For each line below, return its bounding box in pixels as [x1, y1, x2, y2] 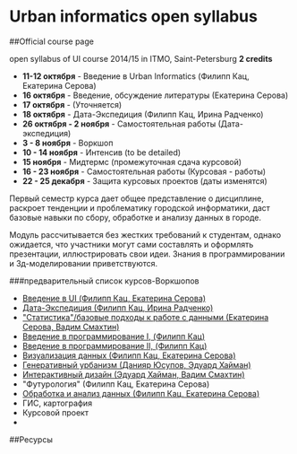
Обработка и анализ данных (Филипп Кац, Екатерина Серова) [21, 388, 260, 398]
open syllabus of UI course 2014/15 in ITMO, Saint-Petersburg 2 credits [9, 53, 273, 64]
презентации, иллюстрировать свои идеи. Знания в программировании [9, 249, 285, 259]
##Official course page [9, 36, 94, 47]
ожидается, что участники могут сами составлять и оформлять [9, 239, 254, 249]
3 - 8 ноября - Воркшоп [21, 137, 114, 148]
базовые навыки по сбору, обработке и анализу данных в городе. [9, 212, 262, 223]
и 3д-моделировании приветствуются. [9, 258, 158, 268]
